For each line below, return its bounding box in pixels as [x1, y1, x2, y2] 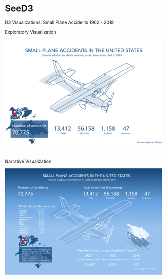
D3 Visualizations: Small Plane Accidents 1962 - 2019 [5, 19, 114, 25]
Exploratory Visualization [5, 29, 56, 35]
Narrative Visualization [5, 158, 52, 164]
